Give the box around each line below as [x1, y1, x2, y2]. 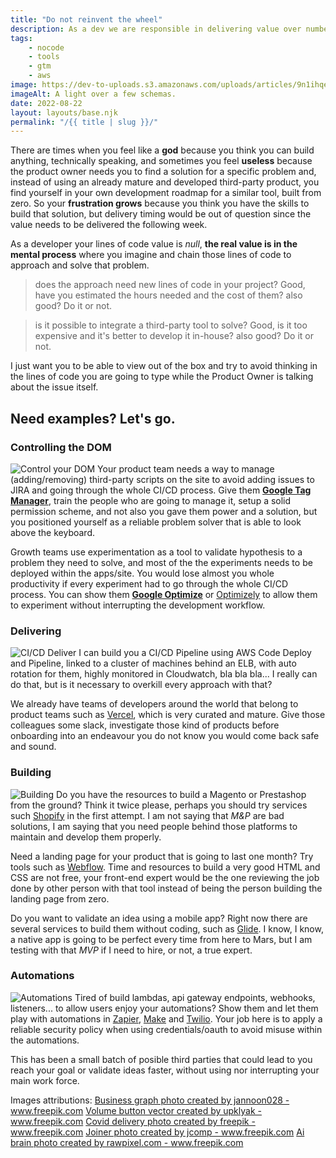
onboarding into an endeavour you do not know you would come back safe [10, 730, 320, 742]
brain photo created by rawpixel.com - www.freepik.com [10, 1136, 244, 1148]
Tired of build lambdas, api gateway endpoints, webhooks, [74, 991, 316, 1003]
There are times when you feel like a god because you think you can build [10, 144, 315, 156]
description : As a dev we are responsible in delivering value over [10, 24, 302, 34]
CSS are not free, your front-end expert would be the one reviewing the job [10, 871, 320, 883]
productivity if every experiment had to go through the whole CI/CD [10, 577, 289, 590]
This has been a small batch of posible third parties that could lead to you [10, 1053, 313, 1065]
